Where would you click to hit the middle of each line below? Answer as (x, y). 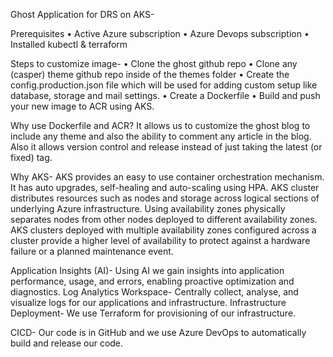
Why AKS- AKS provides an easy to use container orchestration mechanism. (167, 177)
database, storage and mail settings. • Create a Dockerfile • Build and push (165, 95)
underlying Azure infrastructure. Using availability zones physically (148, 208)
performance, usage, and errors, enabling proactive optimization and (152, 281)
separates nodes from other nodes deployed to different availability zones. (164, 219)
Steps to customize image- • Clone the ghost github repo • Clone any (154, 63)
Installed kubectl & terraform (69, 44)
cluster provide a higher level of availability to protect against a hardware (160, 240)
